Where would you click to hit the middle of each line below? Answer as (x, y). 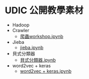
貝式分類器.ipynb (38, 60)
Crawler (21, 30)
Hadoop (21, 25)
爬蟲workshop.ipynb (42, 36)
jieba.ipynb (32, 47)
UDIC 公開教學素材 (44, 10)
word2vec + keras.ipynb (46, 71)
